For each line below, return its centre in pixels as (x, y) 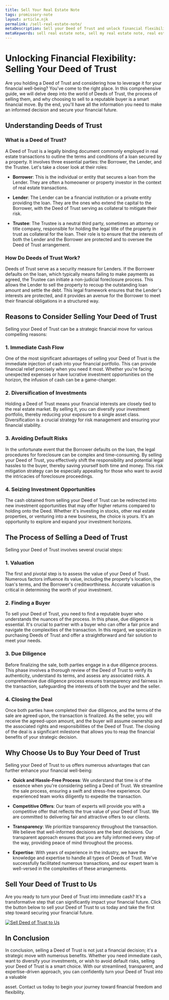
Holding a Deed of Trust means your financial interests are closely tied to (81, 404)
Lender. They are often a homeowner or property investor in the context (87, 182)
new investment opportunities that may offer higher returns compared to (80, 506)
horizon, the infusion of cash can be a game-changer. (61, 380)
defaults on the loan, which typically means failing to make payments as (80, 274)
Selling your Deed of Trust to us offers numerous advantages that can (77, 765)
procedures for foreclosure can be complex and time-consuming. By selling (83, 455)
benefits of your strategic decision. (41, 737)
